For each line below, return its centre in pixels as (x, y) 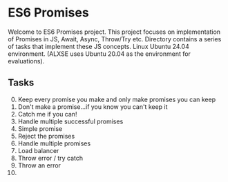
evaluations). (26, 61)
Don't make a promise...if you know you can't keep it (93, 107)
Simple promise (40, 128)
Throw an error (39, 165)
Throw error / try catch (50, 158)
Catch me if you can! (47, 114)
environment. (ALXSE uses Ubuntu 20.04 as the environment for (99, 54)
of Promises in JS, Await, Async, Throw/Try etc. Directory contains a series (115, 39)
